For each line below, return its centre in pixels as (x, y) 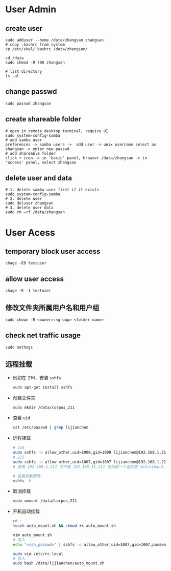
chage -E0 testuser (26, 263)
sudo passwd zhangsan (28, 104)
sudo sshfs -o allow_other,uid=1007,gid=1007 (62, 462)
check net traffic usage (43, 335)
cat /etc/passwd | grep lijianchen (51, 427)
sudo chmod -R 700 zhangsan (35, 63)
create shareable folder (43, 119)
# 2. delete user (24, 199)
